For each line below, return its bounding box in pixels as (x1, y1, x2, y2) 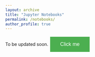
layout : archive (5, 7, 39, 13)
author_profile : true (5, 21, 51, 27)
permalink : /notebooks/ (5, 17, 56, 22)
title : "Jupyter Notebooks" (5, 12, 65, 17)
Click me (60, 41, 80, 47)
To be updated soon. (5, 41, 49, 47)
